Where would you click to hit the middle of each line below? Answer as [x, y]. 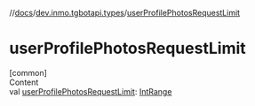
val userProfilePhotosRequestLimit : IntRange [91, 91]
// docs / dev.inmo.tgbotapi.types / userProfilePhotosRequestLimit [125, 13]
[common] [28, 72]
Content [24, 82]
